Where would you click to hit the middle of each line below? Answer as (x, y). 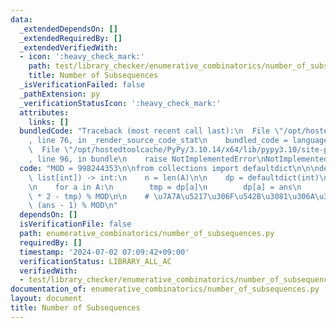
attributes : (44, 112)
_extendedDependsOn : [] (68, 29)
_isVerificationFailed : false (82, 85)
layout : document (46, 299)
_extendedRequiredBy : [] (71, 38)
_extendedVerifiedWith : (68, 47)
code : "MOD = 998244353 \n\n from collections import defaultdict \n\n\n (169, 168)
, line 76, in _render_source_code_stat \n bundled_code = (158, 141)
